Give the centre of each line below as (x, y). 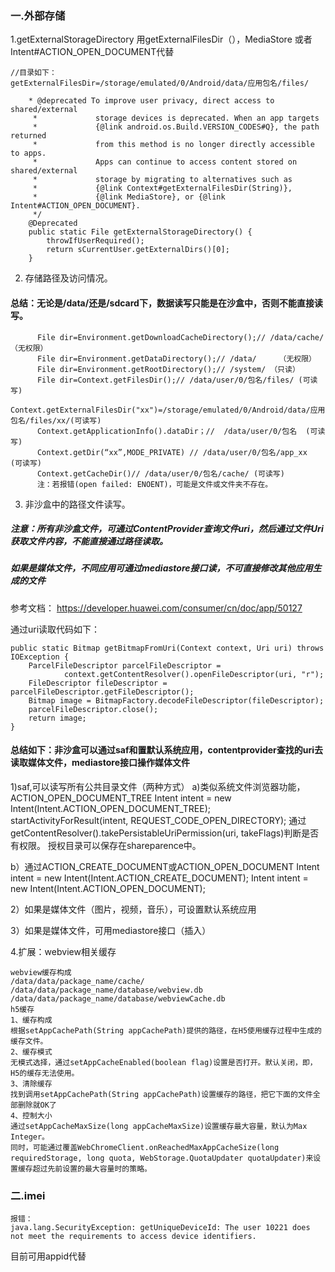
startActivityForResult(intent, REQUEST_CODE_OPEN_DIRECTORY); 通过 (158, 821)
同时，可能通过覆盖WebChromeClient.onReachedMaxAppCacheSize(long (145, 1148)
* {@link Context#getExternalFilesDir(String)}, (162, 188)
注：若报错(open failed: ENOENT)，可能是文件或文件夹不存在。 (154, 484)
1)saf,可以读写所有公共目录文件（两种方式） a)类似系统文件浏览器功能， (158, 787)
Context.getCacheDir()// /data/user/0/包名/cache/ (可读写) (160, 473)
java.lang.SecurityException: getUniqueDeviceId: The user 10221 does (160, 1228)
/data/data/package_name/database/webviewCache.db (118, 999)
